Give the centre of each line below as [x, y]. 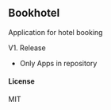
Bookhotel [34, 13]
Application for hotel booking [55, 32]
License [22, 81]
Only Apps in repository [58, 63]
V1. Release [27, 48]
